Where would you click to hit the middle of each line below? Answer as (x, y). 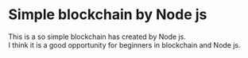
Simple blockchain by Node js (108, 15)
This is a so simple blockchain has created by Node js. (97, 37)
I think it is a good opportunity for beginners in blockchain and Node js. (124, 44)
